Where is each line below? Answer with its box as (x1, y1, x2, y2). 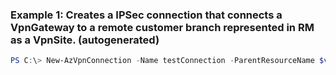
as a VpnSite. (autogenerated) (10, 33, 160, 47)
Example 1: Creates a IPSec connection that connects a (10, 8, 283, 22)
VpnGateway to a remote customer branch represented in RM (10, 20, 315, 34)
